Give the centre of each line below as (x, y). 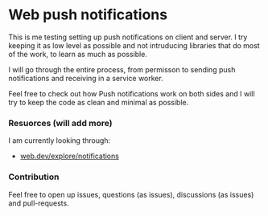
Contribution (34, 177)
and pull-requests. (39, 203)
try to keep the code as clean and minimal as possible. (99, 102)
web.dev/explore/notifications (69, 156)
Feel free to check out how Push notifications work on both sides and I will (132, 93)
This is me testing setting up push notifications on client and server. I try (128, 37)
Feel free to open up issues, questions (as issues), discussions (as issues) (131, 194)
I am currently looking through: (60, 141)
